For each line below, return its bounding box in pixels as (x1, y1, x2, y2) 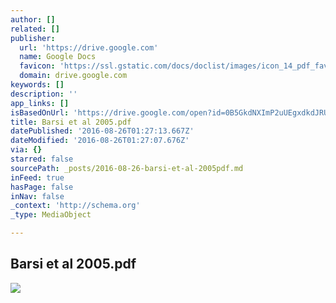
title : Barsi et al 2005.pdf (10, 117, 132, 127)
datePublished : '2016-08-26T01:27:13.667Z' (10, 126, 195, 136)
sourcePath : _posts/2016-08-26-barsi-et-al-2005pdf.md (10, 163, 244, 173)
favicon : (19, 61, 56, 71)
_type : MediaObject (10, 210, 92, 220)
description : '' (10, 89, 78, 99)
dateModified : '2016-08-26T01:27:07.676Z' (10, 136, 190, 146)
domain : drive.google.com (19, 71, 128, 81)
